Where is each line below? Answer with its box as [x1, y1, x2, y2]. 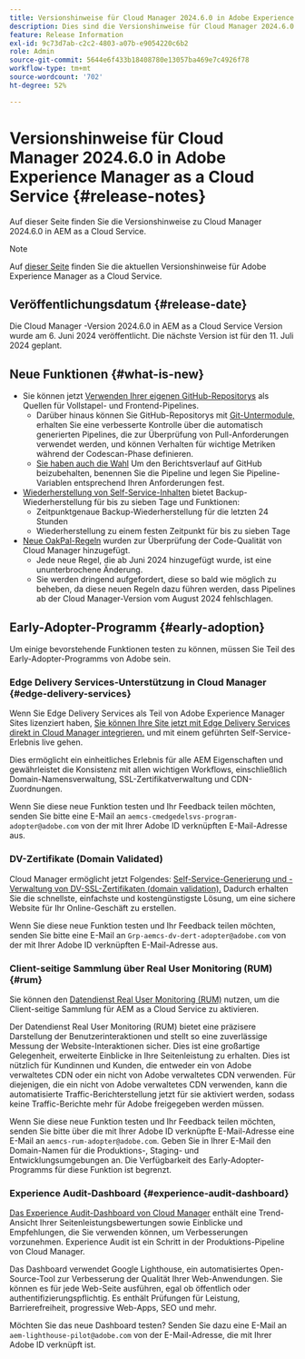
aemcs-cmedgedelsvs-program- [127, 812, 238, 822]
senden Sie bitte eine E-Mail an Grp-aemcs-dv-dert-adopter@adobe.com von [9, 929, 287, 940]
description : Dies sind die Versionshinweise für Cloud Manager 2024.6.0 [9, 22, 295, 31]
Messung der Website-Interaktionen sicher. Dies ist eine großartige [9, 1040, 261, 1051]
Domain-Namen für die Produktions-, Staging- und [9, 1145, 200, 1156]
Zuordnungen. [9, 783, 63, 795]
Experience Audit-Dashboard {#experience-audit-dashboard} [9, 1186, 290, 1199]
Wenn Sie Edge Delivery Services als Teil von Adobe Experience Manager [9, 708, 286, 719]
